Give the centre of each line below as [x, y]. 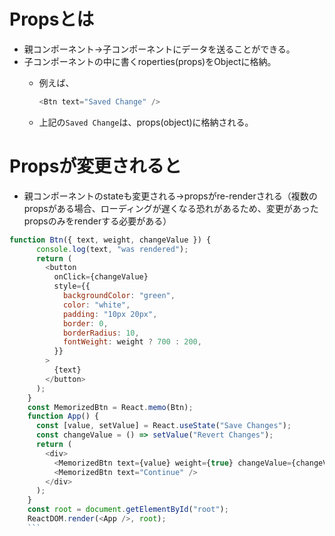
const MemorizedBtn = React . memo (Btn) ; [110, 407]
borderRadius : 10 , [101, 333]
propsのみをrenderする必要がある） [97, 221]
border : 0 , [85, 323]
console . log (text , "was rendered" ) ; [112, 249]
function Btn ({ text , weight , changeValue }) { [110, 240]
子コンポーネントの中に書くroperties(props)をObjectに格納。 [150, 61]
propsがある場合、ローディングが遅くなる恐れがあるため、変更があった [171, 208]
